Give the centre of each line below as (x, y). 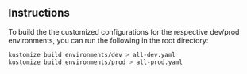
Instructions (39, 13)
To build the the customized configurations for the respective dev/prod (124, 31)
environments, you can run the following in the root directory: (108, 40)
